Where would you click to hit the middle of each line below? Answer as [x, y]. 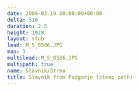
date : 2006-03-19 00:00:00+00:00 [55, 13]
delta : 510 [23, 20]
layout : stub [26, 39]
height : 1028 [26, 32]
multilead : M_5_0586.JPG [42, 58]
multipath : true [30, 64]
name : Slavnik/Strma [37, 70]
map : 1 [16, 52]
